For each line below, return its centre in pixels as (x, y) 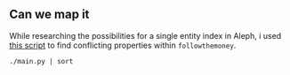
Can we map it (49, 15)
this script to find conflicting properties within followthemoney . (123, 45)
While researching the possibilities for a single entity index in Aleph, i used (145, 35)
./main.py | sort (41, 61)
